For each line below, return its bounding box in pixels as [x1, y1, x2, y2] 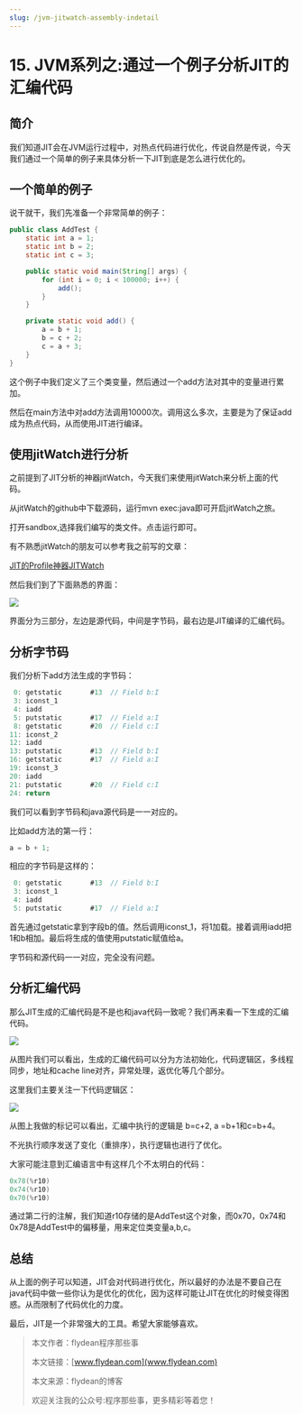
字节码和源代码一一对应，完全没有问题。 [9, 951, 160, 962]
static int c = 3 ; [25, 251, 95, 260]
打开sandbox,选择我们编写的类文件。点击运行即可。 [9, 522, 202, 533]
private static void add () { [25, 317, 135, 326]
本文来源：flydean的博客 [31, 1376, 124, 1387]
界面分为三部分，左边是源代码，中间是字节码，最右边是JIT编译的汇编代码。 [9, 615, 290, 627]
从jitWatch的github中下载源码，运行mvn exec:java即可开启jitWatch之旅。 [9, 502, 280, 514]
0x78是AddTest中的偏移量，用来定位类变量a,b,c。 [9, 1222, 197, 1233]
